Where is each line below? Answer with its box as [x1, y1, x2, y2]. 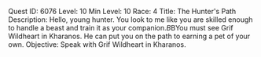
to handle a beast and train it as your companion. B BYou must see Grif [8, 23, 233, 32]
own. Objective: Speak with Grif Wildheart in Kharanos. [8, 40, 186, 49]
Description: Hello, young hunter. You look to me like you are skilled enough [8, 15, 253, 24]
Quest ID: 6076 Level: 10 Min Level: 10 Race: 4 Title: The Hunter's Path [8, 7, 237, 16]
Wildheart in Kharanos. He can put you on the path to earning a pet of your [8, 31, 251, 41]
